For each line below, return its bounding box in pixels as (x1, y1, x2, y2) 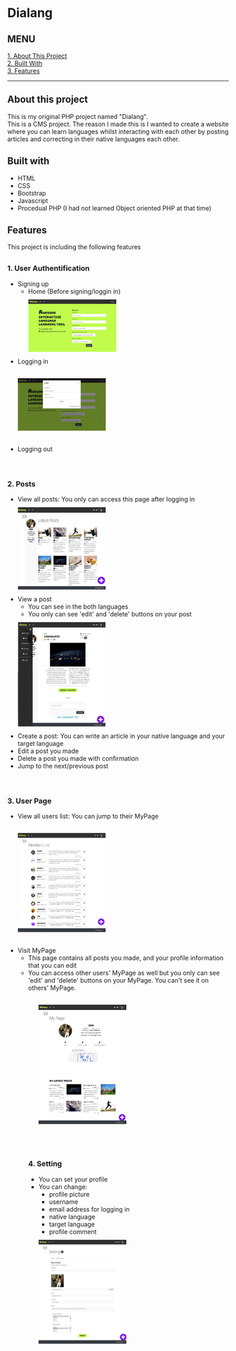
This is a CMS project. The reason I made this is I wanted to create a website (7, 120, 229, 128)
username (48, 1197, 79, 1206)
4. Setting (27, 1159, 63, 1169)
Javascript (17, 196, 48, 205)
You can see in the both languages (27, 602, 129, 611)
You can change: (38, 1182, 88, 1191)
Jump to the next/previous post (17, 761, 109, 770)
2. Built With (7, 59, 43, 68)
